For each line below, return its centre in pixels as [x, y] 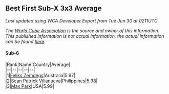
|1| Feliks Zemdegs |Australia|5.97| [40, 76]
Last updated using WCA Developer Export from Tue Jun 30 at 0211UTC [81, 20]
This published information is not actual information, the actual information [85, 36]
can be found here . [26, 41]
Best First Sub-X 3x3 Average [54, 8]
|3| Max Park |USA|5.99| [30, 86]
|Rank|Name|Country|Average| [38, 65]
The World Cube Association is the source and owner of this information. [82, 31]
